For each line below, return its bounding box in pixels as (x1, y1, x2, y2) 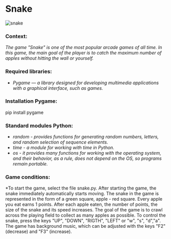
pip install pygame (5, 109, 44, 115)
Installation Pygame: (5, 98, 58, 105)
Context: (5, 33, 28, 40)
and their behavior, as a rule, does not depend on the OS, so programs (12, 155, 162, 161)
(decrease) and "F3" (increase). (5, 228, 72, 235)
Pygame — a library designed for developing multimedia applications (12, 80, 159, 86)
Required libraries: (5, 68, 53, 75)
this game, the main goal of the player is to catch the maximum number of (5, 50, 162, 56)
